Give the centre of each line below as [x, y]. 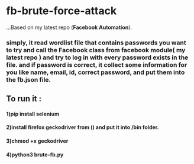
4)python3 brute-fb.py [35, 155]
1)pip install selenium [33, 114]
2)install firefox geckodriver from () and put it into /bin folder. [83, 127]
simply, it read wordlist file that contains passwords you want [96, 43]
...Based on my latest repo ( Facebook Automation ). [69, 27]
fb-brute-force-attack [62, 11]
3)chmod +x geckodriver [37, 141]
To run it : [24, 99]
